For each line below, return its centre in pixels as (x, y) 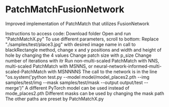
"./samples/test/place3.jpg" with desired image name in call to (71, 44)
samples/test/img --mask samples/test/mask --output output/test (74, 82)
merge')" (15, 88)
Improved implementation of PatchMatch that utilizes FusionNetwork (77, 24)
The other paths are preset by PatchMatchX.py (55, 99)
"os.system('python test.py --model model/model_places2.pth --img (77, 77)
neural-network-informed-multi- (128, 66)
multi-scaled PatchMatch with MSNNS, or (49, 66)
